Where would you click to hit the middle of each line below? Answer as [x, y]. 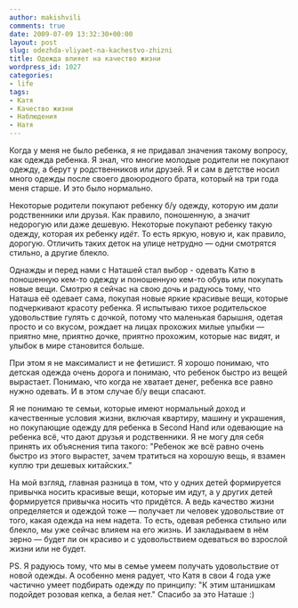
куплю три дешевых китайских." [71, 465]
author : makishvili [45, 17]
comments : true [37, 26]
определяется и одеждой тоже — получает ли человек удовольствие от [147, 511]
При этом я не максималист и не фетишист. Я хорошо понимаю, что [139, 363]
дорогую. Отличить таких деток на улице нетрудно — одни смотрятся [143, 243]
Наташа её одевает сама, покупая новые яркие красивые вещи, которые [149, 298]
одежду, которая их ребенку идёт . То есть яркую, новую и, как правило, [148, 234]
